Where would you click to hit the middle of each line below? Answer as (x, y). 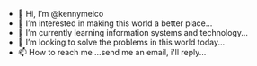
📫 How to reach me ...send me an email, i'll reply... (112, 52)
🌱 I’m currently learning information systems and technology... (133, 33)
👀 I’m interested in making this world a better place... (115, 23)
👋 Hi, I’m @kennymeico (61, 14)
